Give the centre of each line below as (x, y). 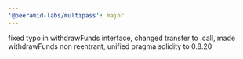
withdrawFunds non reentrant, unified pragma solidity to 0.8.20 (110, 46)
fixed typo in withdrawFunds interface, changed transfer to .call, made (122, 38)
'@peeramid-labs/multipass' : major (66, 15)
